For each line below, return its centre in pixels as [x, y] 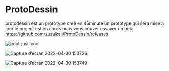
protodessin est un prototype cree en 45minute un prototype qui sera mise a [85, 23]
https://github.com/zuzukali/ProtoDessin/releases [57, 34]
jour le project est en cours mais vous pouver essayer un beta [69, 28]
